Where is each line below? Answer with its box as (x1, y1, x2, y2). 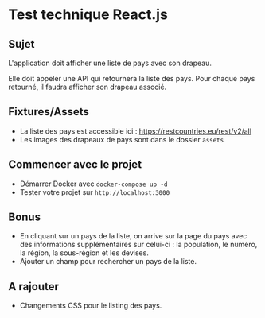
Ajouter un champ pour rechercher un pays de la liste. (19, 257, 197, 266)
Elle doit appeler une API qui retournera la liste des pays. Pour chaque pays (8, 74, 255, 83)
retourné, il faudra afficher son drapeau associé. (8, 82, 167, 91)
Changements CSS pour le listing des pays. (19, 301, 162, 311)
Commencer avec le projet (8, 157, 142, 172)
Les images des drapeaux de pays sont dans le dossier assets (19, 134, 224, 144)
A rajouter (8, 280, 60, 293)
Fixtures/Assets (8, 105, 89, 118)
